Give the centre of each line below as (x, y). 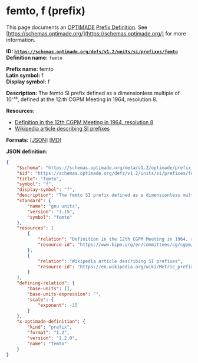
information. (21, 40)
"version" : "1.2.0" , (52, 338)
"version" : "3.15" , (51, 212)
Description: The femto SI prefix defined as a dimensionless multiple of (93, 93)
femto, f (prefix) (46, 11)
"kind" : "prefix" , (50, 327)
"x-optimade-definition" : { (51, 322)
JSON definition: (27, 151)
